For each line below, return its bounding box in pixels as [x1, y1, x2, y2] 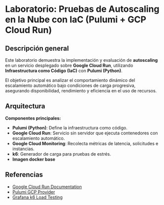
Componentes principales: [5, 115, 61, 121]
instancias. [12, 146, 35, 152]
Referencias [5, 170, 43, 179]
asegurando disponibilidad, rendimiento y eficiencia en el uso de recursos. [5, 88, 157, 93]
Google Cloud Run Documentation [12, 184, 82, 190]
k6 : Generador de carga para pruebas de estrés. [12, 151, 111, 157]
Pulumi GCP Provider [12, 189, 55, 195]
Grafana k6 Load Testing [12, 194, 63, 200]
